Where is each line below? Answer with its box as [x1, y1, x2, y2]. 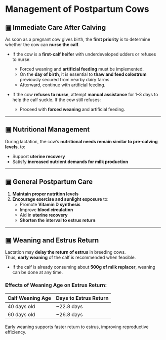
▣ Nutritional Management [5, 125, 90, 134]
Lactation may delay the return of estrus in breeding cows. [5, 249, 126, 255]
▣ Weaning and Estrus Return [5, 236, 99, 245]
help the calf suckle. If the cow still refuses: [12, 97, 101, 103]
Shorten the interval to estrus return [19, 217, 96, 223]
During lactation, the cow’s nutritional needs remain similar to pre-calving [5, 138, 158, 144]
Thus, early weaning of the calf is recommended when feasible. [5, 254, 136, 261]
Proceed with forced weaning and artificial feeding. [19, 107, 125, 112]
